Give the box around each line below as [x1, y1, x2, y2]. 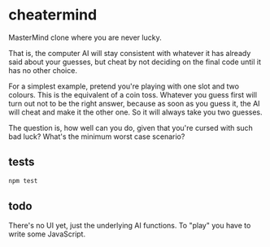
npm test [8, 176, 38, 184]
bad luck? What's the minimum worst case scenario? [8, 132, 185, 141]
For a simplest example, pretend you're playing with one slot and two [8, 81, 240, 91]
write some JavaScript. [8, 229, 86, 239]
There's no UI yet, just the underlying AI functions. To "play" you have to [8, 221, 251, 231]
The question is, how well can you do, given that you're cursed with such [8, 123, 254, 132]
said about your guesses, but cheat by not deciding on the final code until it [8, 57, 262, 67]
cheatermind [8, 6, 98, 24]
